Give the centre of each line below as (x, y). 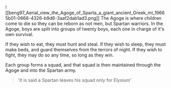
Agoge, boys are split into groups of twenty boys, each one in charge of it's (85, 29)
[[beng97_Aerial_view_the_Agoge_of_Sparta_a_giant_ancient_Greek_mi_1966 (85, 13)
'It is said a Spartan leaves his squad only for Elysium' (74, 80)
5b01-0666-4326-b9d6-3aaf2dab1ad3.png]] (52, 18)
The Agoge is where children (131, 18)
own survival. (19, 34)
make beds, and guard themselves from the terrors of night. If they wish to (84, 50)
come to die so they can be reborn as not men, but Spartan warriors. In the (84, 23)
